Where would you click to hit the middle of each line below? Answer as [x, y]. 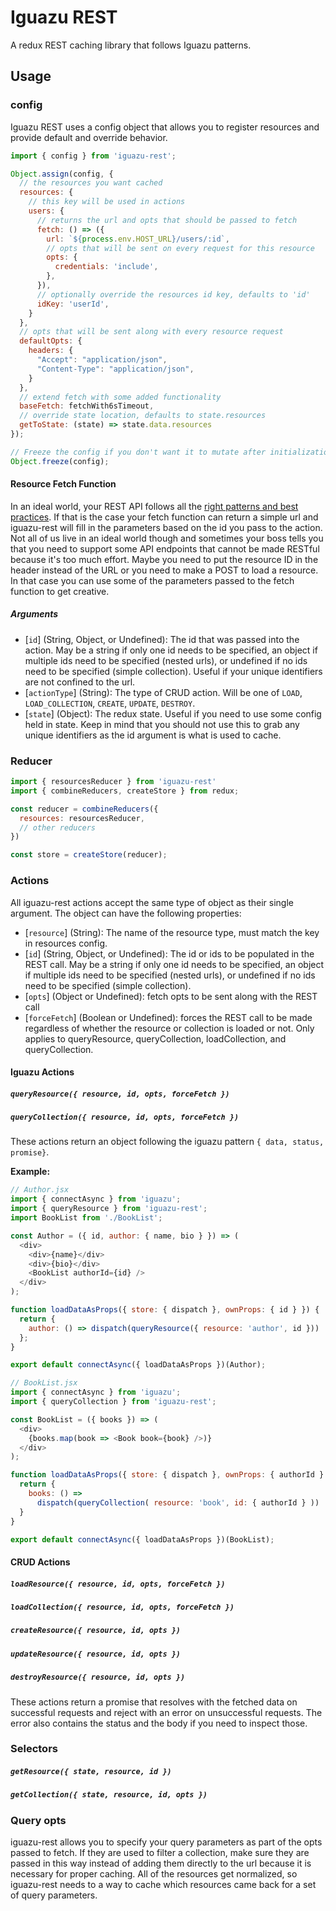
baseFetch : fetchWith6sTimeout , [87, 406]
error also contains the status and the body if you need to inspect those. [159, 1723]
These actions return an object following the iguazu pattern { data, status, [167, 1142]
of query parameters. [54, 1895]
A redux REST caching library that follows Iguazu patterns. [131, 45]
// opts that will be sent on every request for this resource [180, 248]
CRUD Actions [40, 1562]
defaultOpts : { [51, 341]
